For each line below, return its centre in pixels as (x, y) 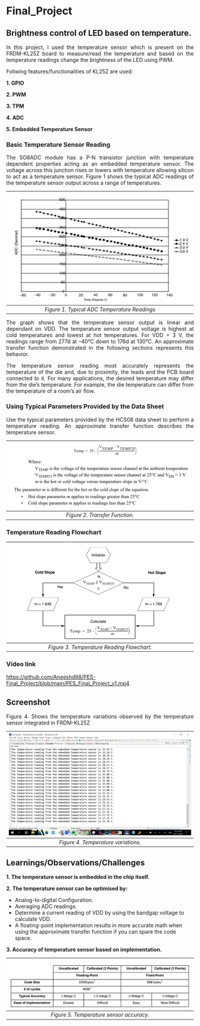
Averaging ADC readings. (46, 906)
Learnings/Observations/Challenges (76, 862)
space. (23, 938)
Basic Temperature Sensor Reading (58, 144)
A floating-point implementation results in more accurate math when (99, 925)
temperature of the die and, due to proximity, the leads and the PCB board (100, 372)
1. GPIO (15, 83)
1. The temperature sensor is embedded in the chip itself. (78, 876)
